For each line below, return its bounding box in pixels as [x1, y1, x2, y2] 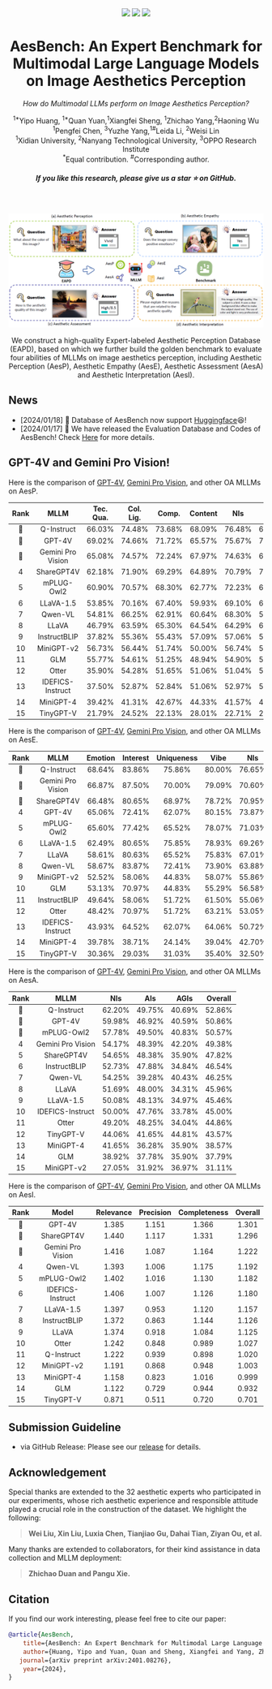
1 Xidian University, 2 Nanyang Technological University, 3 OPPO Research [15, 134, 257, 145]
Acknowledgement [8, 1465, 107, 1480]
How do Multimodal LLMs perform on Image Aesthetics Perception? [23, 98, 249, 108]
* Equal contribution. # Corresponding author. [62, 153, 210, 164]
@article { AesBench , [8, 1631, 74, 1639]
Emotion [86, 752, 116, 762]
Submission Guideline [8, 1420, 121, 1434]
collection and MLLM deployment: [8, 1553, 122, 1563]
